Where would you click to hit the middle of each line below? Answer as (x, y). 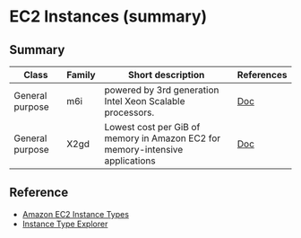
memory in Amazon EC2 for (163, 138)
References (262, 75)
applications (130, 161)
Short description (167, 75)
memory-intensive (144, 150)
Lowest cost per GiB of (152, 127)
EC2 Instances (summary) (108, 17)
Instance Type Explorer (65, 224)
